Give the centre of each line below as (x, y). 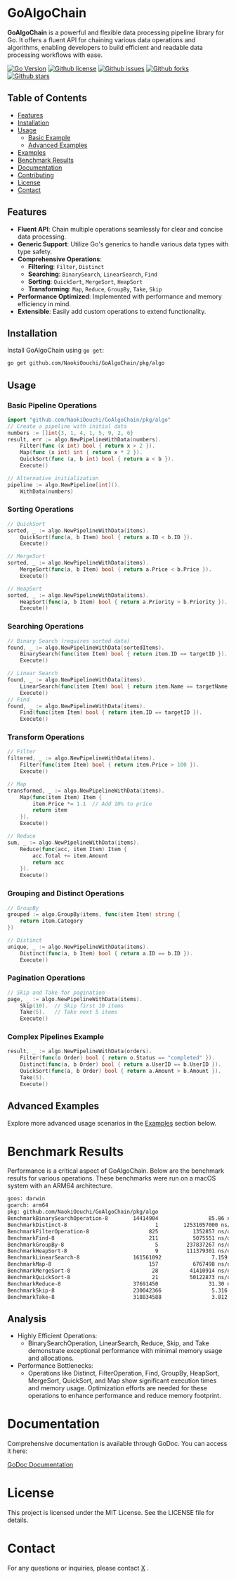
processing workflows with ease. (55, 55)
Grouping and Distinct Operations (66, 893)
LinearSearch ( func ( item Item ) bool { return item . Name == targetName (124, 686)
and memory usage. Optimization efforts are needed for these (117, 1388)
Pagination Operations (46, 978)
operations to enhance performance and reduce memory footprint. (124, 1396)
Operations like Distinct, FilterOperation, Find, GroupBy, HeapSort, (124, 1373)
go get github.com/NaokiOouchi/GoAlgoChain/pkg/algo (86, 363)
